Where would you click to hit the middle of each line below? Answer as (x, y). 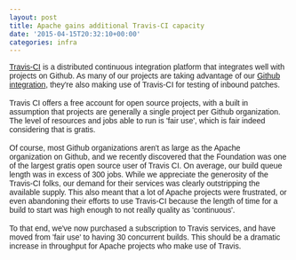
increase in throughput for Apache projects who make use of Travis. (125, 246)
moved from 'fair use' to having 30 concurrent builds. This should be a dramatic (145, 237)
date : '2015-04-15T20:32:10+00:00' (75, 34)
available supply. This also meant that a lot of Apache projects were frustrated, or (148, 193)
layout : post (33, 17)
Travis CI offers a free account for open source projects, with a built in (129, 103)
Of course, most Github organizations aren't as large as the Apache (125, 148)
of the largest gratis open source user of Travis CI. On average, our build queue (146, 166)
